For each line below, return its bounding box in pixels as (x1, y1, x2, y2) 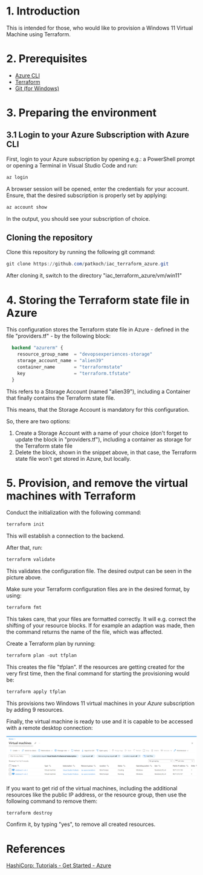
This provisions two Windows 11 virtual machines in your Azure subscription (6, 700, 195, 707)
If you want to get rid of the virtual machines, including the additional (6, 784, 178, 792)
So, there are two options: (6, 417, 71, 424)
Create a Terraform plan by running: (6, 640, 95, 648)
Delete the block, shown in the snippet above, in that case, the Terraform (14, 449, 197, 456)
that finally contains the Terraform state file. (6, 394, 115, 402)
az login (6, 174, 28, 180)
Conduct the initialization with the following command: (6, 509, 142, 516)
